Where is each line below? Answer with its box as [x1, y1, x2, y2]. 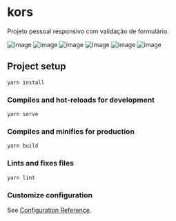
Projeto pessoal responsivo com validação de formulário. [7, 27, 169, 35]
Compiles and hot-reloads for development [7, 95, 155, 105]
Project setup [7, 60, 67, 73]
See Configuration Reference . [7, 206, 92, 214]
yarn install [7, 79, 45, 86]
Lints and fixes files [7, 159, 75, 168]
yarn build [7, 143, 39, 150]
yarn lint [7, 174, 36, 181]
